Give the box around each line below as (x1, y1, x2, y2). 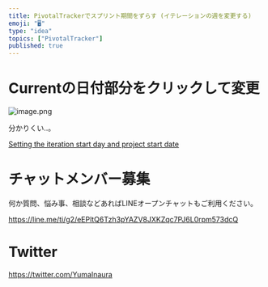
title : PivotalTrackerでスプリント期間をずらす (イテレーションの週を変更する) (8, 11, 253, 20)
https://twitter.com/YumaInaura (8, 269, 113, 279)
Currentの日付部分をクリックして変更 (8, 79, 260, 98)
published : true (8, 42, 63, 50)
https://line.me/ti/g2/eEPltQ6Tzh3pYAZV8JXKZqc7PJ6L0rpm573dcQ (8, 215, 239, 224)
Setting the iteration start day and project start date (8, 139, 180, 150)
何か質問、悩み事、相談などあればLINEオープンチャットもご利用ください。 (8, 199, 257, 208)
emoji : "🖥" (8, 19, 46, 27)
